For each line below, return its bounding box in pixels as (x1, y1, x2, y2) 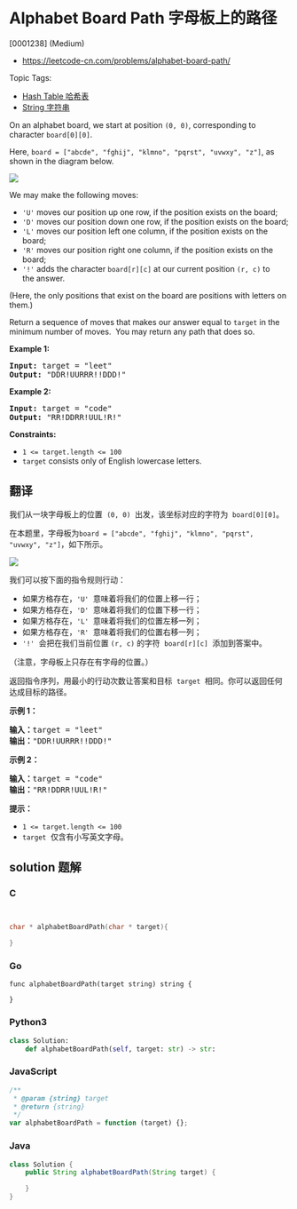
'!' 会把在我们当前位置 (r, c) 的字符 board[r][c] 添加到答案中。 (21, 637, 268, 648)
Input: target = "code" (9, 403, 113, 413)
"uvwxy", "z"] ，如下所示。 (9, 538, 108, 549)
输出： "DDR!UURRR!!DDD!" (9, 736, 113, 746)
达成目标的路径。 (9, 686, 72, 697)
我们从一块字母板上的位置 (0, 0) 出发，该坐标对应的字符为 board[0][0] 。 (9, 508, 285, 520)
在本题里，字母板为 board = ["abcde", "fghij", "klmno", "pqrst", (9, 528, 254, 538)
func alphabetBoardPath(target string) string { (9, 980, 192, 989)
